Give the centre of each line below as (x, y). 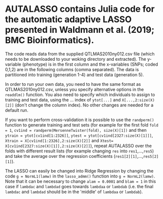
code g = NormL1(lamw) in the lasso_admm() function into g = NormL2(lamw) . (80, 176)
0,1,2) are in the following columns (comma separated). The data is (72, 69)
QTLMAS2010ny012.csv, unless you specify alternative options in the (74, 89)
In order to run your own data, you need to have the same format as (73, 84)
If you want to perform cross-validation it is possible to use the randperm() (80, 120)
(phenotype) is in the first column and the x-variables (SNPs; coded (90, 64)
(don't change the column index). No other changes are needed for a (84, 105)
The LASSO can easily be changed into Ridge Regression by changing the (79, 171)
